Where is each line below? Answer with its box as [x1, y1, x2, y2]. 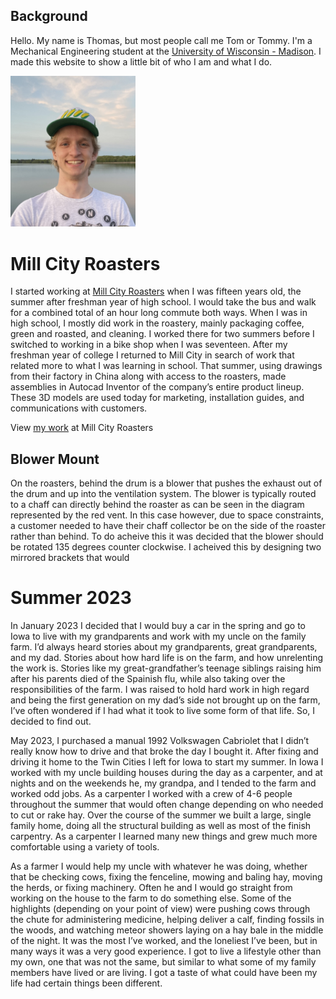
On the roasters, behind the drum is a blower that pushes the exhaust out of [10, 477, 323, 489]
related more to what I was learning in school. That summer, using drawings [10, 360, 323, 372]
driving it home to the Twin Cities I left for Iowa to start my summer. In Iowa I [10, 756, 324, 768]
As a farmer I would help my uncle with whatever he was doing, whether [10, 860, 308, 872]
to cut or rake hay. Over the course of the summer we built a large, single [10, 809, 312, 821]
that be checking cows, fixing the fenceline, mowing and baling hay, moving [10, 871, 323, 883]
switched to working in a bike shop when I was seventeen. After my [10, 339, 288, 351]
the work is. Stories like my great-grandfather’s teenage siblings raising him [10, 662, 322, 674]
